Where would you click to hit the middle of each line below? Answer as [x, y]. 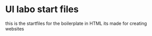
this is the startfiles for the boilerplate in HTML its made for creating [76, 23]
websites [15, 28]
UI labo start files [42, 9]
